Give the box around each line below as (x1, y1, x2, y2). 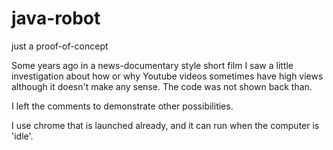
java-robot (11, 7, 101, 30)
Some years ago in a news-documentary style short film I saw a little (11, 59, 294, 71)
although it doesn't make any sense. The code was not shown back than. (11, 80, 313, 92)
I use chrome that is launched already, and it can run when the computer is (11, 119, 320, 131)
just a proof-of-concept (11, 40, 109, 52)
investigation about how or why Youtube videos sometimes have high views (11, 70, 324, 82)
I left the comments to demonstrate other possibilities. (11, 100, 234, 112)
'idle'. (11, 130, 34, 142)
